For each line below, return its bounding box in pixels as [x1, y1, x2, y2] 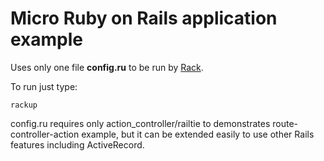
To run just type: [10, 80, 78, 92]
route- [272, 117, 299, 129]
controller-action [10, 128, 80, 140]
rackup [10, 100, 38, 110]
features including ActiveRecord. [10, 138, 145, 151]
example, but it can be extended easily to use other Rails [81, 128, 315, 140]
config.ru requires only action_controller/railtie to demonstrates [10, 117, 271, 129]
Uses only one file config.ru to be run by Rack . [10, 61, 204, 73]
